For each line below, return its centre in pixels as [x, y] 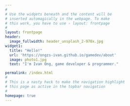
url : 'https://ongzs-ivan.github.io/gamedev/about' [63, 55]
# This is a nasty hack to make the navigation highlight [65, 82]
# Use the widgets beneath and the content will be [58, 14]
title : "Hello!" [26, 50]
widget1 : [14, 46]
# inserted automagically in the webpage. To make [57, 19]
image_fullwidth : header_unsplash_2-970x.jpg [56, 42]
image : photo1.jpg [28, 60]
